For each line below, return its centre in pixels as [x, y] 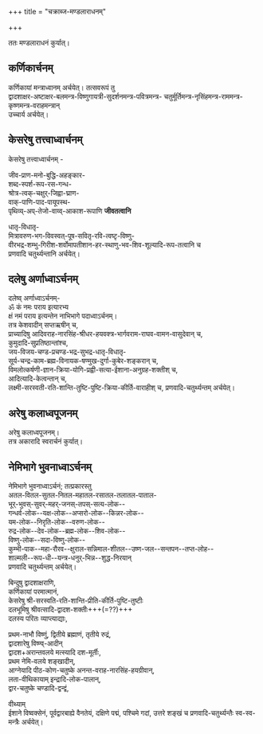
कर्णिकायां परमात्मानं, [33, 591]
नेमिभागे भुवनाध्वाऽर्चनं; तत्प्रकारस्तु [50, 486]
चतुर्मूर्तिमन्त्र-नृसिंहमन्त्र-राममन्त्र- [203, 96]
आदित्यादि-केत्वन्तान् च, [38, 379]
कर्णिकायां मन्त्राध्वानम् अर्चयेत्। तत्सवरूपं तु [62, 88]
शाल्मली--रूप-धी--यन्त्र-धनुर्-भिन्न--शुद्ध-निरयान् [70, 558]
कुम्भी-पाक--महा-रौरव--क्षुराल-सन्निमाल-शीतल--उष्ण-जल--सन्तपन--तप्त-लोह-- [111, 549]
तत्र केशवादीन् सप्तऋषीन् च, [43, 325]
